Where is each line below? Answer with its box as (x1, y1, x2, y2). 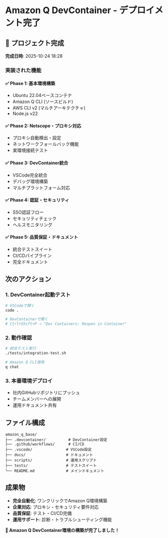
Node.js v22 (12, 111, 38, 117)
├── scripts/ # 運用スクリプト (5, 458, 97, 463)
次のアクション (5, 275, 51, 284)
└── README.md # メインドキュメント (5, 469, 105, 474)
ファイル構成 (5, 418, 45, 427)
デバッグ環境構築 (12, 178, 48, 184)
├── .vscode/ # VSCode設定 (5, 447, 92, 453)
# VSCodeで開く (5, 303, 35, 308)
